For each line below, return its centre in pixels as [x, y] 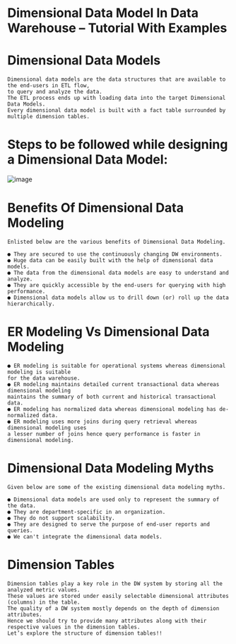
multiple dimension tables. [49, 117]
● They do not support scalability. [61, 518]
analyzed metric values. [44, 589]
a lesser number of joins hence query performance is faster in [104, 434]
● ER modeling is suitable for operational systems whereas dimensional [117, 366]
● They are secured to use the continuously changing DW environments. [115, 254]
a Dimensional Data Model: [88, 160]
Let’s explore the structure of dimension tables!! [85, 633]
